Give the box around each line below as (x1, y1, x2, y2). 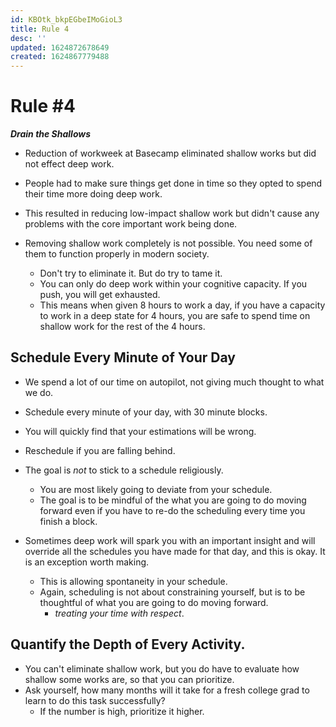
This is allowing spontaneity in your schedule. (39, 575, 228, 587)
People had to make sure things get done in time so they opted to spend (24, 177, 323, 190)
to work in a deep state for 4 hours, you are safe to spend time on (39, 310, 311, 322)
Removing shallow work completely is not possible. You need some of (24, 237, 313, 250)
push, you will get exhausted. (39, 289, 161, 301)
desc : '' (10, 33, 47, 43)
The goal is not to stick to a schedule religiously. (24, 464, 224, 476)
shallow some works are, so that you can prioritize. (24, 673, 235, 685)
